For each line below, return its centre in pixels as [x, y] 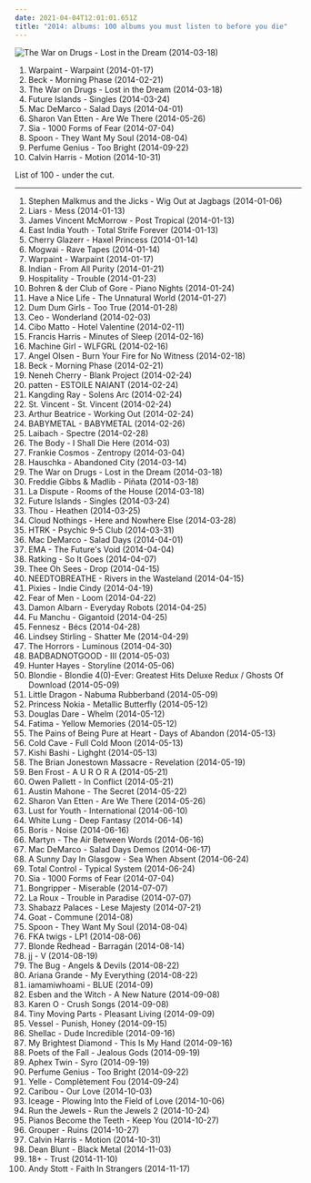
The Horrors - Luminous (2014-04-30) [100, 646]
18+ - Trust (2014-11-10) [73, 1158]
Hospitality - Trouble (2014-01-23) [92, 278]
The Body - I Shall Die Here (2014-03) [99, 443]
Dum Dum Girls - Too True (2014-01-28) [103, 307]
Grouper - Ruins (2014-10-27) [84, 1129]
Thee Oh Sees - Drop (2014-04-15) [94, 568]
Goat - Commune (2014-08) [80, 917]
